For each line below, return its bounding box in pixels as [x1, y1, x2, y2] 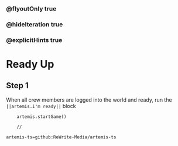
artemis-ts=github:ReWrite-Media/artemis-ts [6, 134, 117, 140]
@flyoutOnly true [6, 5, 57, 13]
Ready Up [6, 57, 54, 71]
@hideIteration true [6, 20, 63, 28]
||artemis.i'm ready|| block [6, 102, 76, 109]
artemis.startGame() [16, 113, 67, 120]
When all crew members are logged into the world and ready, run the [6, 96, 172, 103]
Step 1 [6, 81, 29, 91]
